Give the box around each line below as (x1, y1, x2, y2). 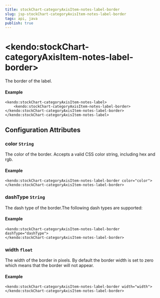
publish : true (5, 20, 34, 26)
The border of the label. (5, 78, 52, 84)
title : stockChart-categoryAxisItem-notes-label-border (5, 7, 120, 12)
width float (5, 246, 33, 253)
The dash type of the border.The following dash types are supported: (5, 204, 143, 211)
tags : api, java (5, 16, 38, 21)
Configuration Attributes (5, 125, 81, 134)
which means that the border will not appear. (5, 263, 94, 268)
